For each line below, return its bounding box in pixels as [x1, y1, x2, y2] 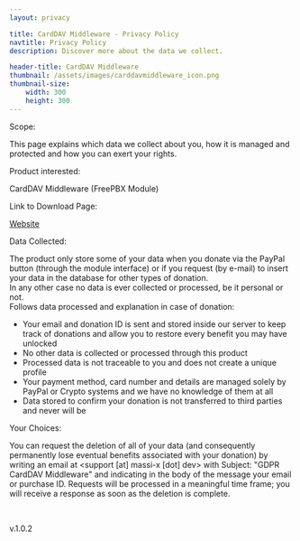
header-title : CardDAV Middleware [9, 62, 140, 72]
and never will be [22, 405, 86, 415]
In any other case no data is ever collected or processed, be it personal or [9, 282, 284, 293]
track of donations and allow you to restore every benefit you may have [22, 328, 287, 339]
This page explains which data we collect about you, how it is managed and [9, 138, 290, 149]
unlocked [22, 338, 58, 349]
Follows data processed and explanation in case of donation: [9, 301, 235, 312]
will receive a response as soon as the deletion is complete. [9, 488, 231, 499]
